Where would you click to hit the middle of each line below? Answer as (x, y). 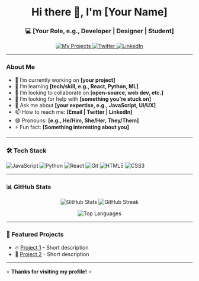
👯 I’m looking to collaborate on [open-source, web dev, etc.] (89, 92)
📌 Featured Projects (35, 235)
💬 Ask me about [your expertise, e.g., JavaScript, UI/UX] (85, 105)
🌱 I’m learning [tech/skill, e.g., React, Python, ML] (77, 86)
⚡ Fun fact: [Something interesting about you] (72, 127)
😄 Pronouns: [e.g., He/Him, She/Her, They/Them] (77, 120)
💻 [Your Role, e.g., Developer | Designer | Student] (99, 31)
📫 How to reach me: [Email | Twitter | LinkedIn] (73, 111)
